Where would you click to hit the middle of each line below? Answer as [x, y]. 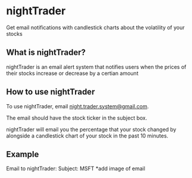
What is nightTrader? [46, 53]
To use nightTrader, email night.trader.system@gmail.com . [78, 106]
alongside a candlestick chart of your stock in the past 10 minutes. [87, 136]
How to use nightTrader [51, 92]
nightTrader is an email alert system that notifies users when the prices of [96, 67]
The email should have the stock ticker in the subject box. [77, 118]
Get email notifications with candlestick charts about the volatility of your [95, 27]
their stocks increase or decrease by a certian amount [72, 73]
